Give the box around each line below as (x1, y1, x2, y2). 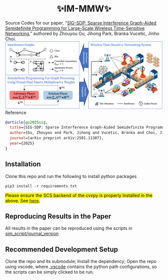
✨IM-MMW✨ (56, 3, 111, 14)
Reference (5, 109, 26, 115)
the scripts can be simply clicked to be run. (5, 269, 94, 275)
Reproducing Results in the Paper (5, 212, 111, 220)
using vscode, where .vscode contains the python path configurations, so (5, 263, 157, 270)
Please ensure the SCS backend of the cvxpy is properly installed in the (5, 192, 152, 198)
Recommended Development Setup (5, 245, 118, 253)
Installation (5, 160, 41, 168)
